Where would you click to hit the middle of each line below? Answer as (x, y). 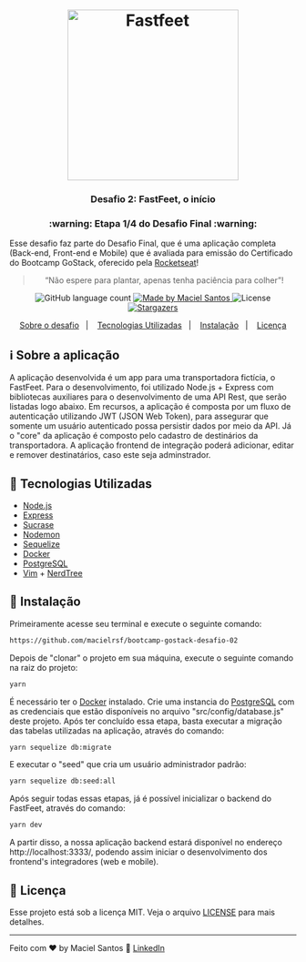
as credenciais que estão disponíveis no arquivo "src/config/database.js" (147, 711)
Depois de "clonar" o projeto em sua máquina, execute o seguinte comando (152, 658)
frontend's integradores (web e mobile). (84, 862)
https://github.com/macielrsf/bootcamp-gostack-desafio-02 (124, 640)
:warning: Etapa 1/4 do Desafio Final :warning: (153, 224)
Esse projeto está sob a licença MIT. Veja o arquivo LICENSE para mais (143, 912)
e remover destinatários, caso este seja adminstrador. (110, 455)
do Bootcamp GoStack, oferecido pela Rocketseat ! (104, 263)
